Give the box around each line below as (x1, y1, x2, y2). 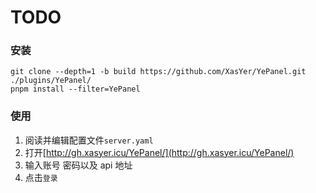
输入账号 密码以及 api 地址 (24, 159, 133, 171)
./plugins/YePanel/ (10, 76, 92, 86)
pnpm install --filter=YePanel (10, 84, 141, 95)
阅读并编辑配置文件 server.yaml (24, 134, 154, 146)
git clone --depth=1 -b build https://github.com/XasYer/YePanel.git (10, 67, 307, 77)
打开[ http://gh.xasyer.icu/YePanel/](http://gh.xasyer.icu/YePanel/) (24, 146, 295, 158)
